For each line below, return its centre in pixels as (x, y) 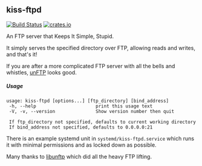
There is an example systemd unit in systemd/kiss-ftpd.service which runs (100, 138)
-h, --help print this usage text (81, 106)
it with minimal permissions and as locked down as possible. (81, 145)
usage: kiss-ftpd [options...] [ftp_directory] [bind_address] (88, 101)
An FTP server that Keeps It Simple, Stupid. (60, 36)
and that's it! (22, 54)
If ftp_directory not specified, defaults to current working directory (103, 122)
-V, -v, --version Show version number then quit (91, 111)
